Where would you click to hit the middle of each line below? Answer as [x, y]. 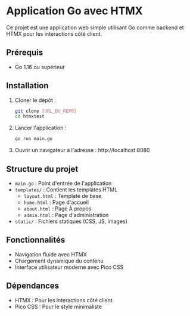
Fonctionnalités [36, 240]
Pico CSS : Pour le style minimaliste [58, 306]
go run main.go [34, 139]
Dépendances [33, 286]
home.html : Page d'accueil [56, 202]
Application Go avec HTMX [74, 11]
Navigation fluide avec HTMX [51, 254]
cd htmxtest [29, 117]
